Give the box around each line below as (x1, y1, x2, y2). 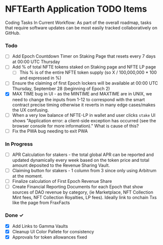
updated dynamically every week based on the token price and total (12, 157, 149, 163)
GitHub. (5, 30, 21, 36)
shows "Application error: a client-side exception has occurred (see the (12, 117, 157, 123)
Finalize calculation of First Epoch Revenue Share (12, 178, 112, 184)
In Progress (5, 140, 33, 147)
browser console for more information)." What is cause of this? (12, 123, 139, 129)
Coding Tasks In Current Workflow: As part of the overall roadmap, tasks (5, 20, 152, 25)
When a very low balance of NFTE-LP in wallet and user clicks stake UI (12, 112, 156, 118)
